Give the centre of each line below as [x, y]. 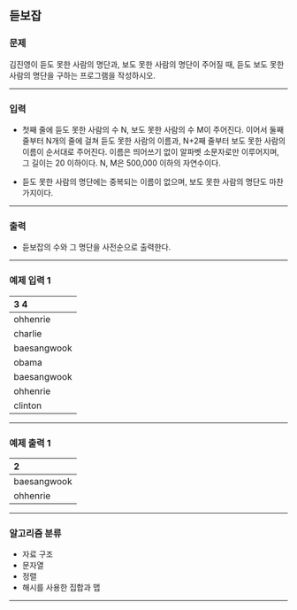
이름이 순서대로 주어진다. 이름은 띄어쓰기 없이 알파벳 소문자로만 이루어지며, [151, 151]
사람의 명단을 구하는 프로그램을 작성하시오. [83, 75]
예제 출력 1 [30, 443]
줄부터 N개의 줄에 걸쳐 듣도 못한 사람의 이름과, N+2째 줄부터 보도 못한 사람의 [153, 141]
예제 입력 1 [30, 281]
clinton [28, 405]
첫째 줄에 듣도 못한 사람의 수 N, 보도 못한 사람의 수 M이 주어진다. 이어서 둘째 [153, 129]
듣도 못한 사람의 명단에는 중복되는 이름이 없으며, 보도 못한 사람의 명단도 [145, 181]
